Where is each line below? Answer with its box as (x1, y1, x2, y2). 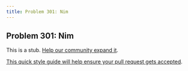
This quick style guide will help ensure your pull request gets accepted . (6, 58, 183, 66)
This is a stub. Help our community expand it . (6, 47, 119, 54)
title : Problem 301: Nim (6, 8, 68, 15)
